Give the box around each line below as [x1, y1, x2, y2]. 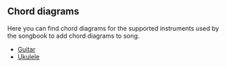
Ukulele [17, 52, 40, 61]
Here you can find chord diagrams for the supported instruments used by [7, 24, 220, 32]
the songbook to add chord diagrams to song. [7, 31, 140, 40]
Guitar [17, 45, 36, 53]
